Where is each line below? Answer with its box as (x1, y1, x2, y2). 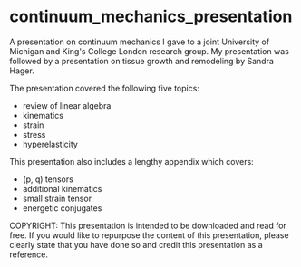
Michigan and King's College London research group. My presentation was (9, 45, 290, 56)
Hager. (9, 65, 34, 76)
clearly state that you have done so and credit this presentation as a (9, 239, 263, 250)
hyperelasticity (22, 138, 79, 149)
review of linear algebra (22, 100, 112, 110)
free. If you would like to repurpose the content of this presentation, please (9, 229, 289, 241)
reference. (9, 249, 48, 260)
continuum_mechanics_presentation (9, 6, 293, 27)
